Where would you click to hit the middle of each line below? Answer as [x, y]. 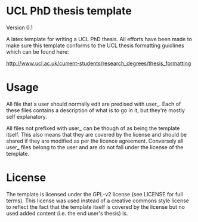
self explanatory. [27, 116]
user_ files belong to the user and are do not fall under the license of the [95, 147]
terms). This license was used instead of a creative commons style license [98, 201]
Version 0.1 [19, 27]
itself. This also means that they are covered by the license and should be [96, 134]
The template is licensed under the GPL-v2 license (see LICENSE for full [95, 194]
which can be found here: [38, 51]
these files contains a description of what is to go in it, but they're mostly [95, 110]
